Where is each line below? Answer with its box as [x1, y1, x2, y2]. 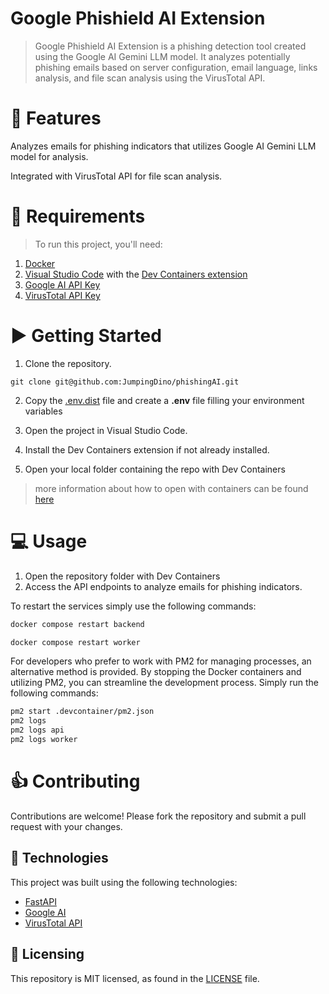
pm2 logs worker [10, 735, 78, 745]
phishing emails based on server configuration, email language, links [34, 61, 318, 73]
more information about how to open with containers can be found [34, 482, 309, 494]
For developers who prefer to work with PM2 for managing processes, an [10, 655, 312, 667]
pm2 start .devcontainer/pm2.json [10, 707, 155, 717]
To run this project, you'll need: [34, 238, 163, 250]
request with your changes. [10, 820, 123, 832]
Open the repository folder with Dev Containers [24, 570, 221, 582]
